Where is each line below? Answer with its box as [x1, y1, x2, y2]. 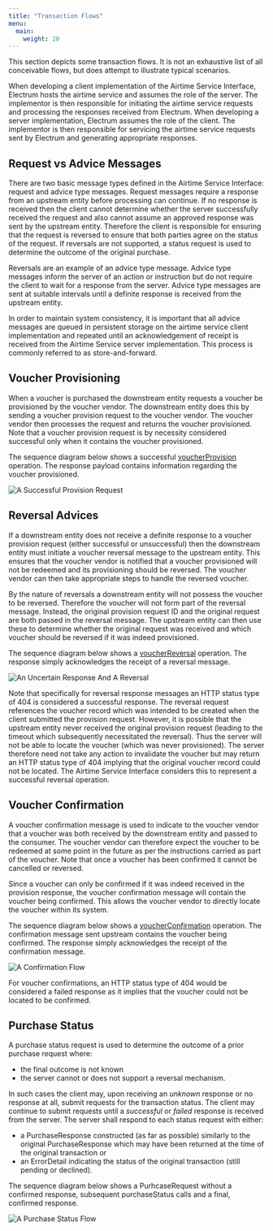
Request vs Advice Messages [8, 156, 162, 171]
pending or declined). [19, 1165, 93, 1175]
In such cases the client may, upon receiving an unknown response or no [8, 1089, 253, 1098]
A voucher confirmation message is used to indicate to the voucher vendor [8, 820, 259, 829]
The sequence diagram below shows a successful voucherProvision [8, 452, 237, 462]
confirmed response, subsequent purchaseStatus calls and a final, [8, 1190, 231, 1199]
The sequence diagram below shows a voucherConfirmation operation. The [8, 920, 262, 930]
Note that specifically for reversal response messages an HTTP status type [8, 688, 260, 698]
